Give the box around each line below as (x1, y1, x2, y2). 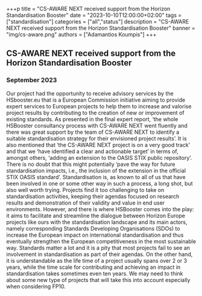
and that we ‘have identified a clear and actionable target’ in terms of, (6, 148, 179, 155)
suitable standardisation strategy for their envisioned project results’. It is (6, 134, 187, 142)
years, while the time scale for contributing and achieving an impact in (6, 263, 181, 271)
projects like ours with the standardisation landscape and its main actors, (6, 218, 188, 226)
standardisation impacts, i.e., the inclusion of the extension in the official (6, 166, 186, 174)
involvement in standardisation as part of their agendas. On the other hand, (6, 251, 193, 258)
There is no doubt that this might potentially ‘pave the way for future (6, 160, 175, 168)
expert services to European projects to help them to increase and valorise (6, 102, 192, 110)
